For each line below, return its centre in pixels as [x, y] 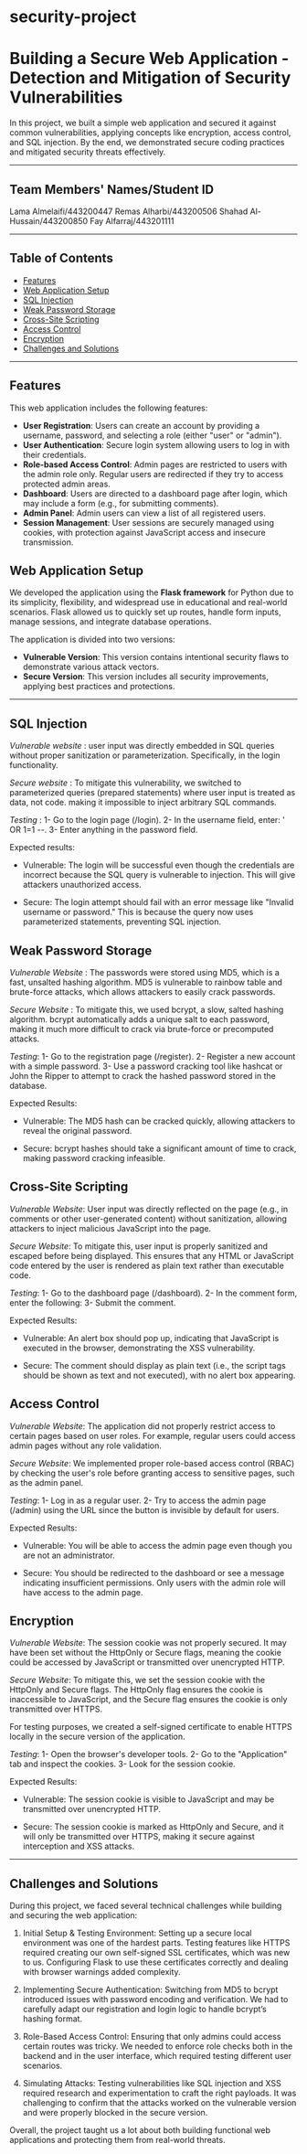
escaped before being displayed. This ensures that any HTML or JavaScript [152, 1255]
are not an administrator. [69, 1555]
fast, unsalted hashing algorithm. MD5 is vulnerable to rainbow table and [146, 982]
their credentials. [54, 454]
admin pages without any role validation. [86, 1445]
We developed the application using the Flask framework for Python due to [152, 592]
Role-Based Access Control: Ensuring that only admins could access [152, 2037]
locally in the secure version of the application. [97, 1737]
